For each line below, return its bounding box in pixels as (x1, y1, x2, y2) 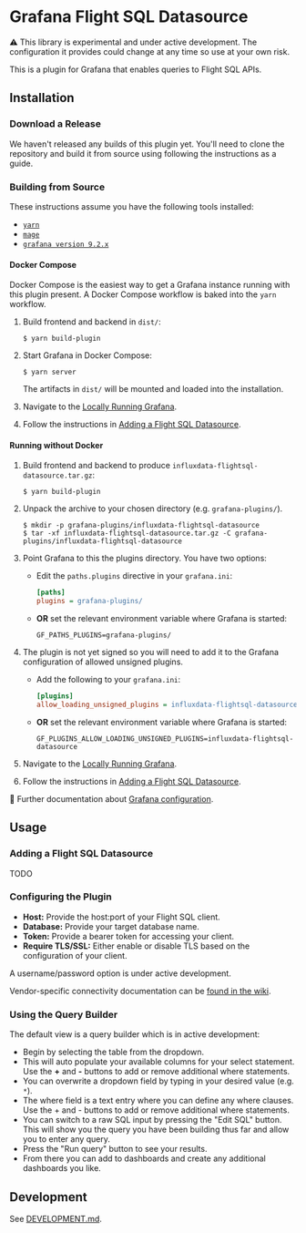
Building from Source (9, 180, 106, 193)
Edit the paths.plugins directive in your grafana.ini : (36, 570, 233, 581)
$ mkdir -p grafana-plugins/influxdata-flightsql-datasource (22, 521, 260, 530)
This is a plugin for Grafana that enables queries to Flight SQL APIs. (9, 64, 262, 75)
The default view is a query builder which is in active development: (9, 1029, 260, 1040)
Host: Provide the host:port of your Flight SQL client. (22, 911, 220, 922)
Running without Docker (9, 439, 104, 450)
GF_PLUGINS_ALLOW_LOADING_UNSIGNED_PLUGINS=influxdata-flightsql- (36, 734, 294, 744)
